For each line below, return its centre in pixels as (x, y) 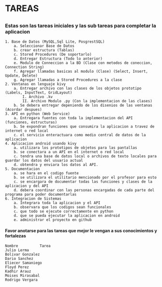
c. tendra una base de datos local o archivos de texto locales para (85, 156)
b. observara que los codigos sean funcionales (62, 207)
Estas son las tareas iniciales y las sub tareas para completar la (81, 26)
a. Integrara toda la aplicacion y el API (57, 203)
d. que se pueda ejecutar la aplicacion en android (67, 215)
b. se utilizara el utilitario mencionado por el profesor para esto (85, 177)
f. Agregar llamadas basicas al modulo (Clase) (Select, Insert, (81, 71)
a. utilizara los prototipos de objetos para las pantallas (75, 148)
